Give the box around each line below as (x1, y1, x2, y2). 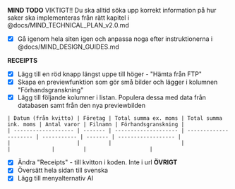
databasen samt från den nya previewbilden (17, 102, 146, 110)
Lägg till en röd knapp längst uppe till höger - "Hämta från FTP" (17, 70, 203, 78)
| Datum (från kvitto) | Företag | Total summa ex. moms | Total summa (7, 115, 222, 122)
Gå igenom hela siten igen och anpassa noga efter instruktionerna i (17, 35, 213, 43)
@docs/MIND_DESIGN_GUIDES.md (17, 42, 120, 51)
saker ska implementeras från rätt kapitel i (7, 13, 129, 22)
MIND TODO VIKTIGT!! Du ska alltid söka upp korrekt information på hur (7, 6, 217, 14)
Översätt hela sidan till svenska (17, 166, 108, 175)
